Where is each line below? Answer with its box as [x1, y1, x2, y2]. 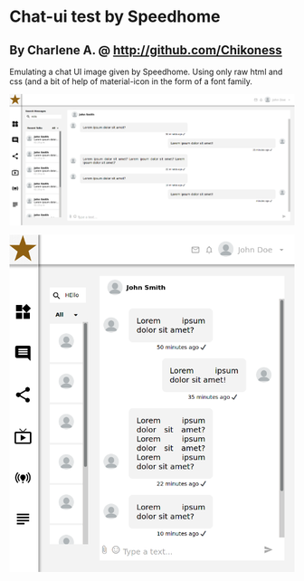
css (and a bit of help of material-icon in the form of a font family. [9, 76, 253, 87]
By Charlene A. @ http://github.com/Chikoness [9, 43, 282, 58]
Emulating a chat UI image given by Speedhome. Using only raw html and [9, 66, 283, 77]
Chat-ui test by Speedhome [9, 6, 221, 27]
